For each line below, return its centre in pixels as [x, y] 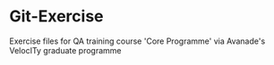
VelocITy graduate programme [66, 50]
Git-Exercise [56, 16]
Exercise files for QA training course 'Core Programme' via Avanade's [137, 41]
